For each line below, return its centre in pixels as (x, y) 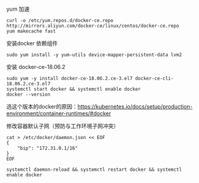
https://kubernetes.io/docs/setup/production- (135, 106)
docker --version (28, 95)
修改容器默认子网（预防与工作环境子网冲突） (63, 126)
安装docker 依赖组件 (32, 43)
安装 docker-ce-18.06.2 (36, 67)
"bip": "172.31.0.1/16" (48, 148)
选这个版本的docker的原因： (42, 106)
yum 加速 (18, 9)
